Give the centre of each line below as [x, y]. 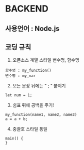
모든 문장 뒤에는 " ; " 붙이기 [39, 86]
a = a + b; [16, 119]
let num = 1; [19, 95]
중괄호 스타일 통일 [30, 129]
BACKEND [27, 9]
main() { [14, 138]
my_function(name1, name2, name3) [41, 115]
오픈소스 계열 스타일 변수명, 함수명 [46, 60]
